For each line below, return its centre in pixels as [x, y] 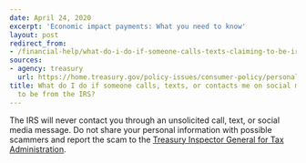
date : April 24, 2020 [51, 18]
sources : [26, 60]
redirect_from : [38, 43]
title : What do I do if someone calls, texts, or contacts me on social [150, 86]
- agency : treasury [46, 69]
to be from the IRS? [56, 94]
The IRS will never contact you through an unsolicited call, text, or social [145, 120]
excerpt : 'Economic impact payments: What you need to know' [128, 26]
